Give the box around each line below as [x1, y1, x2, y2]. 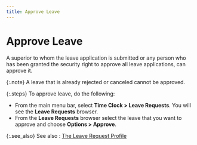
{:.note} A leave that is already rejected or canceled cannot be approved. [6, 78, 186, 85]
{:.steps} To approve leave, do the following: [6, 90, 115, 97]
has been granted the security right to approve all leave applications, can [6, 60, 186, 67]
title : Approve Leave [6, 8, 60, 15]
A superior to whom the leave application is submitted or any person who [6, 54, 186, 61]
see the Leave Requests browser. [14, 108, 98, 115]
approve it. [6, 67, 33, 74]
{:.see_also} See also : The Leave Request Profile [6, 132, 127, 139]
